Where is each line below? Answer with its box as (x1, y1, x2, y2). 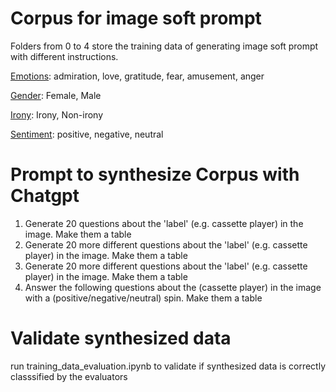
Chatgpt (10, 185, 80, 207)
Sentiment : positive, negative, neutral (10, 128, 164, 140)
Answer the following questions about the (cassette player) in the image (24, 281, 322, 293)
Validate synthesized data (10, 327, 232, 350)
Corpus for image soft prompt (10, 7, 262, 30)
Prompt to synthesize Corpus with (10, 163, 300, 186)
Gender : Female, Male (10, 89, 102, 101)
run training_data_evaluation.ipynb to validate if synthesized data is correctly (10, 360, 326, 372)
